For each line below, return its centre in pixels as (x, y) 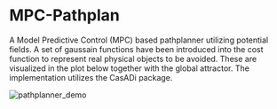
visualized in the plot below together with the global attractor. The (130, 68)
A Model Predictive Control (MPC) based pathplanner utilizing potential (139, 40)
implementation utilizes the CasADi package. (91, 77)
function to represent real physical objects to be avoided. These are (133, 58)
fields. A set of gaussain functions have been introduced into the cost (136, 49)
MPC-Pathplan (64, 16)
